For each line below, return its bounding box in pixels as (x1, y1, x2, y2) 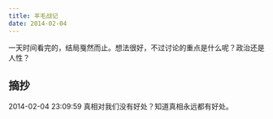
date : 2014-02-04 (8, 19, 67, 28)
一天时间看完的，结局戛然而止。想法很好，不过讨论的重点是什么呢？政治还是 (8, 42, 265, 53)
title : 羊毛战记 (8, 11, 58, 20)
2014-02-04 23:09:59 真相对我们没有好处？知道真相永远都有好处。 (8, 102, 233, 112)
